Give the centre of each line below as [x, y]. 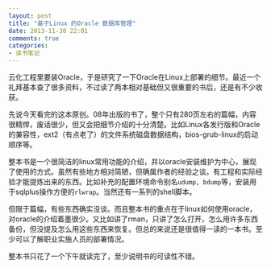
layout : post [30, 16]
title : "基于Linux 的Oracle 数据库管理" [72, 23]
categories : [28, 46]
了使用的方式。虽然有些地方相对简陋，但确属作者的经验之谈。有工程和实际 [132, 171]
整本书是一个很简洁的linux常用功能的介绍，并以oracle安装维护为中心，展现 [133, 161]
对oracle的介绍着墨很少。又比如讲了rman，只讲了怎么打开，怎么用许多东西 [133, 219]
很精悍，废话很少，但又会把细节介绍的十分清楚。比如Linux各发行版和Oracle [134, 124]
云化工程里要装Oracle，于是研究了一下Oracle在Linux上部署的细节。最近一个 [135, 77]
